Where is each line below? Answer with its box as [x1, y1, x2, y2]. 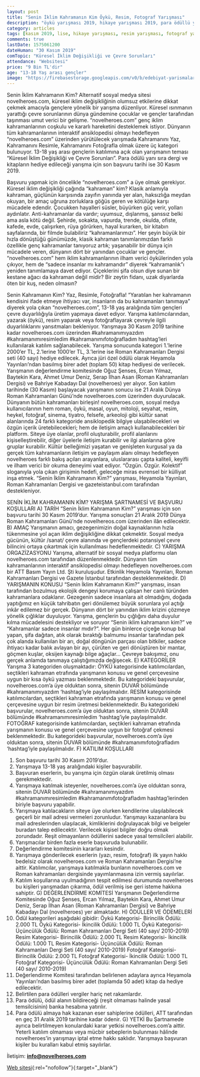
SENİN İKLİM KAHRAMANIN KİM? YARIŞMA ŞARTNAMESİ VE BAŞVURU [7, 499, 183, 506]
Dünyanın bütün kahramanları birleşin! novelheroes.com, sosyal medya [7, 399, 180, 406]
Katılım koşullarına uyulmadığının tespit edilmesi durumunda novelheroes [15, 877, 193, 884]
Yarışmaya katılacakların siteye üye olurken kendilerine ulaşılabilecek [15, 807, 184, 815]
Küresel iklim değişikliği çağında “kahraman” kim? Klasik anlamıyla [7, 185, 169, 192]
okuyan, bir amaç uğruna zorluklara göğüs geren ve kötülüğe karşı [7, 197, 169, 205]
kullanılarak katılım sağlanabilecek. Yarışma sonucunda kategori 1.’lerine [7, 342, 183, 349]
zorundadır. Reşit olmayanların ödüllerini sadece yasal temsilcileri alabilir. [15, 833, 193, 840]
